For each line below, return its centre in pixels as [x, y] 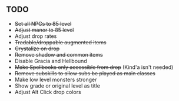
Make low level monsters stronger [56, 79]
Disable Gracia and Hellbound [51, 61]
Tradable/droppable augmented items [61, 42]
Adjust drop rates [36, 36]
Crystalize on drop [37, 48]
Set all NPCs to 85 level [43, 23]
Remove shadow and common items [59, 54]
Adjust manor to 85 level [44, 30]
